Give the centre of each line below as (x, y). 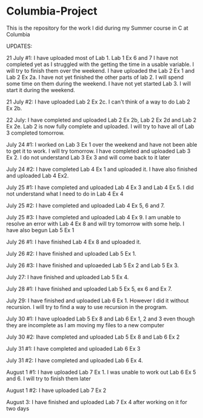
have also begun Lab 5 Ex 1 (40, 230)
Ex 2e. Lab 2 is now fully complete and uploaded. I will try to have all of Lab (100, 126)
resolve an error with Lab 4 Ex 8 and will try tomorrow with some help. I (95, 224)
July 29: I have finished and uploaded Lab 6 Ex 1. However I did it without (98, 300)
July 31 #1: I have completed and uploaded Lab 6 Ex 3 (73, 348)
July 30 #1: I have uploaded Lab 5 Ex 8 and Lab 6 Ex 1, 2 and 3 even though (101, 319)
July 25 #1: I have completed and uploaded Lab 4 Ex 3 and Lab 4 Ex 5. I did (100, 187)
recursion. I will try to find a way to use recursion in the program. (87, 307)
